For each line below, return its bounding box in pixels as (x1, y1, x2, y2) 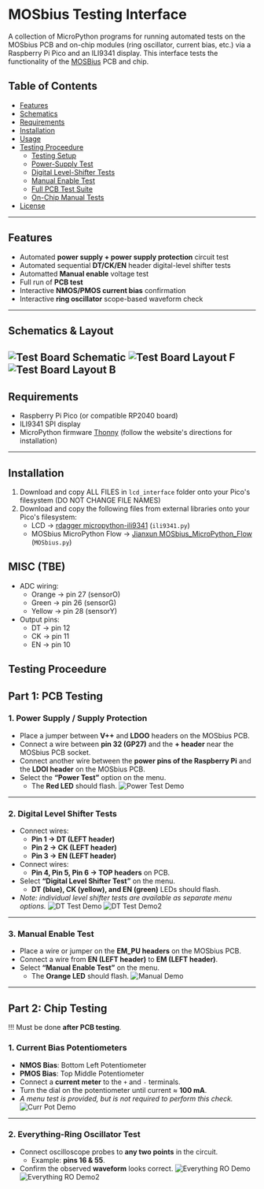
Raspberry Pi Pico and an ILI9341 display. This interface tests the (8, 48, 218, 58)
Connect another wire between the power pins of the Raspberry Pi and (19, 756, 251, 765)
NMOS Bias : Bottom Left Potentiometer (19, 1060, 147, 1069)
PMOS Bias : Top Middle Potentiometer (19, 1068, 145, 1078)
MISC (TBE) (8, 560, 66, 574)
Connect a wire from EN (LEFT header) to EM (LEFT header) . (19, 955, 218, 964)
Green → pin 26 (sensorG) (31, 597, 116, 608)
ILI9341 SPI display (19, 419, 81, 429)
